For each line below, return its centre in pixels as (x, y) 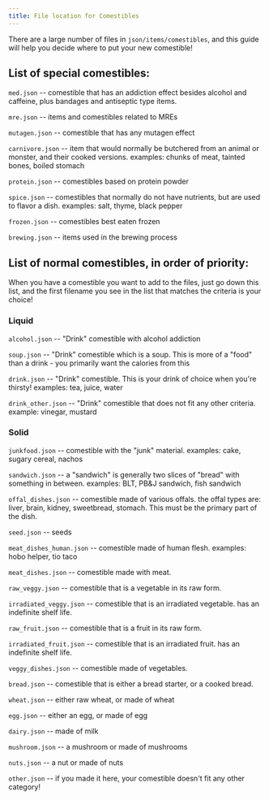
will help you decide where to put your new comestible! (100, 48)
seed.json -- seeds (40, 532)
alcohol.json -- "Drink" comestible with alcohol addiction (105, 339)
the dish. (23, 516)
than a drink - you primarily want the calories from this (99, 363)
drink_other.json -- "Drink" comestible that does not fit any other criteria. (132, 403)
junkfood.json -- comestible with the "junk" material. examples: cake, (125, 450)
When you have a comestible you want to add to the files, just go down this (134, 283)
